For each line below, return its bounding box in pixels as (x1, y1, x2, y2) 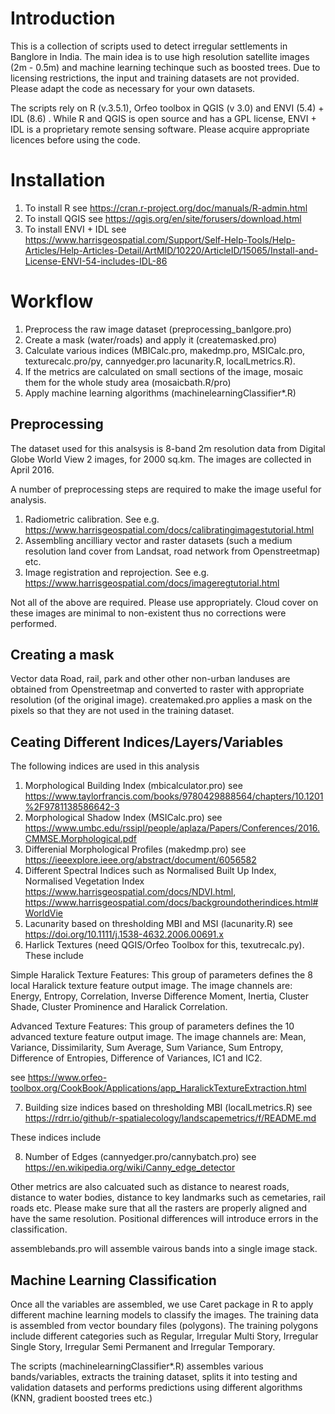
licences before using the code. (10, 133, 141, 146)
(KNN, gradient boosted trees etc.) (10, 1392, 153, 1404)
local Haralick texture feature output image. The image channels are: (10, 980, 293, 992)
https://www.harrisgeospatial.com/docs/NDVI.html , (24, 886, 237, 898)
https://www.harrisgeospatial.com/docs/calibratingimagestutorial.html (24, 523, 315, 536)
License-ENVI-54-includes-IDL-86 (24, 255, 168, 267)
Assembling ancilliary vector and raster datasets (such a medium (24, 534, 293, 546)
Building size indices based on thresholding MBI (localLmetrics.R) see (24, 1102, 313, 1114)
